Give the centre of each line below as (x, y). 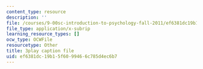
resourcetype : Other (32, 46)
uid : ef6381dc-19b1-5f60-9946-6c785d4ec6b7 (62, 56)
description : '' (27, 17)
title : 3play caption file (40, 51)
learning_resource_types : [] (43, 34)
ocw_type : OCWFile (29, 40)
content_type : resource (36, 12)
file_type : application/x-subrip (48, 28)
